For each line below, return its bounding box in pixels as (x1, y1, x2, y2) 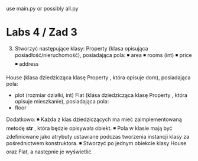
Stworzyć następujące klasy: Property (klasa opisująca (14, 45, 148, 52)
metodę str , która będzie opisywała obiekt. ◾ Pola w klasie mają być (6, 125, 173, 132)
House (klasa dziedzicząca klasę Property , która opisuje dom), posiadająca (6, 73, 191, 81)
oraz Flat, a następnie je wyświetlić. (6, 148, 93, 155)
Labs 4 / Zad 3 (6, 26, 78, 39)
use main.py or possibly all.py (6, 5, 79, 12)
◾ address (14, 60, 39, 67)
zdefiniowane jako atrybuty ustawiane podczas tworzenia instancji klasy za (6, 133, 190, 140)
